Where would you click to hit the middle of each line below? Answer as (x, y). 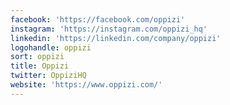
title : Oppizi (40, 66)
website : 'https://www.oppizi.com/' (86, 85)
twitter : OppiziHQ (48, 76)
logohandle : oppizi (51, 47)
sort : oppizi (37, 57)
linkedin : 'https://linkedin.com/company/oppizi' (116, 38)
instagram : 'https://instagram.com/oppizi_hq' (109, 29)
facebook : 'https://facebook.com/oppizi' (98, 19)
